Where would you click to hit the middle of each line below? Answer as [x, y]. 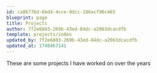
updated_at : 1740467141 [37, 46]
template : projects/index [39, 35]
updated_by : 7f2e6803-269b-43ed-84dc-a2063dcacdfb [72, 40]
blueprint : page [27, 18]
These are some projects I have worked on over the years [78, 63]
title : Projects [27, 23]
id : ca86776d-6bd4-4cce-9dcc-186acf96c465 [61, 12]
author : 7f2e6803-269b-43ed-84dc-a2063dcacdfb [66, 29]
